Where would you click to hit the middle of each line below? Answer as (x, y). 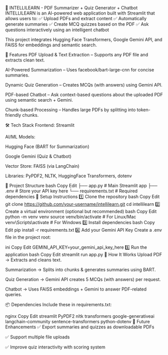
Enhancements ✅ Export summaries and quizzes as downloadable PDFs (80, 327)
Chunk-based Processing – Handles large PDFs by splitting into (70, 110)
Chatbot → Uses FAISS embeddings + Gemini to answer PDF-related (76, 289)
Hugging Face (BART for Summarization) (47, 147)
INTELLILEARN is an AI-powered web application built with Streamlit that (80, 13)
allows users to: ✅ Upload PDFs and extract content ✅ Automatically (76, 18)
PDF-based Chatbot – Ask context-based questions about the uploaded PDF (84, 95)
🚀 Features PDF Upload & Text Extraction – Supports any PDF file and (77, 55)
